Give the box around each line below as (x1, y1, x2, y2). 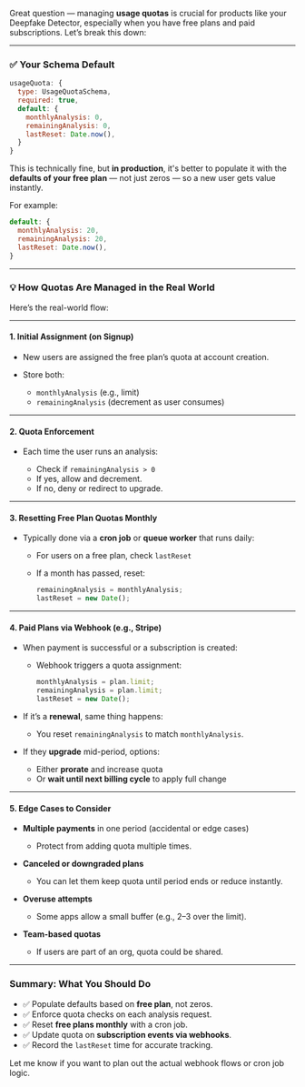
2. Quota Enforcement (9, 426, 95, 437)
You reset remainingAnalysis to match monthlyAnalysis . (35, 729, 244, 740)
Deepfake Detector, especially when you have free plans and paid (9, 17, 256, 28)
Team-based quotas (22, 929, 102, 940)
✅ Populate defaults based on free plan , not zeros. (22, 998, 213, 1009)
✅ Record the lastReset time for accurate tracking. (22, 1039, 213, 1050)
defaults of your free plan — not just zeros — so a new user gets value (9, 173, 277, 184)
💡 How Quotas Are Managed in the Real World (9, 281, 215, 294)
